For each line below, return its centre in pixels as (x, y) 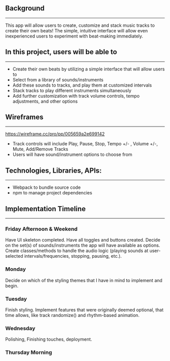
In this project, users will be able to (61, 52)
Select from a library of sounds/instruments (58, 79)
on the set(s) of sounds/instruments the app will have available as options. (83, 246)
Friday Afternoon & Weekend (41, 229)
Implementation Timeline (46, 209)
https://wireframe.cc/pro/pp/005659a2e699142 (55, 134)
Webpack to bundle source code (47, 187)
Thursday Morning (29, 352)
